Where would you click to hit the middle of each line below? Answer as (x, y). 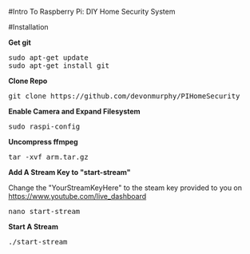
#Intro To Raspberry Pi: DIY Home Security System (92, 12)
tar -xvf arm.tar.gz (49, 157)
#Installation (29, 27)
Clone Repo (28, 81)
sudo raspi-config (44, 127)
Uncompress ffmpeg (43, 142)
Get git (20, 42)
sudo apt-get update (49, 58)
